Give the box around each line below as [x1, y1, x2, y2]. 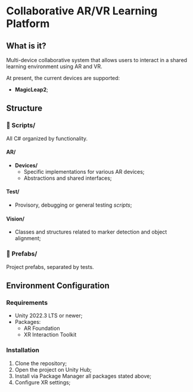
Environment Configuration [6, 280, 110, 290]
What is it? [6, 41, 46, 51]
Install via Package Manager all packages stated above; [14, 372, 152, 379]
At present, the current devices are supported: [6, 75, 120, 81]
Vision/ [6, 215, 25, 222]
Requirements [6, 298, 48, 307]
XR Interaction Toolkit [23, 331, 77, 338]
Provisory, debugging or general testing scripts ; [14, 201, 132, 209]
